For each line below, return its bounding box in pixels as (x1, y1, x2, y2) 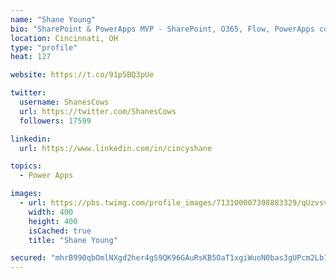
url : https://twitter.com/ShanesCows (19, 106, 177, 116)
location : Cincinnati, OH (10, 33, 118, 43)
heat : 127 (10, 52, 52, 62)
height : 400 (28, 216, 78, 226)
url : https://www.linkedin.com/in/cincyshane (19, 143, 213, 153)
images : (10, 189, 43, 199)
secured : (10, 253, 47, 263)
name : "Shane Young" (10, 14, 97, 25)
